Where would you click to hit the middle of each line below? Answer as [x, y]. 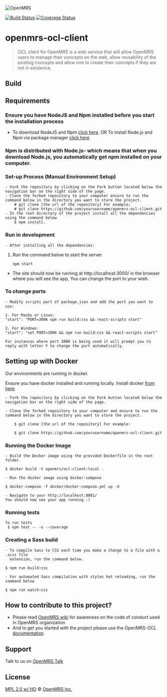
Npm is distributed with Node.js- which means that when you [81, 150]
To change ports [25, 291]
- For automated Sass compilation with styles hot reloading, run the [80, 577]
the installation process [34, 121]
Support [18, 649]
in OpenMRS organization [39, 623]
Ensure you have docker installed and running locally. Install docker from [80, 383]
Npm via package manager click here [51, 138]
